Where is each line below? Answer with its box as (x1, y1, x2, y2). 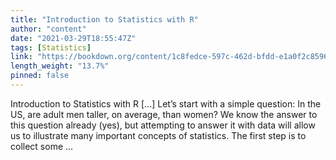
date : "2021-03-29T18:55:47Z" (10, 33, 137, 43)
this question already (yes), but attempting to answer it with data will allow (10, 119, 316, 131)
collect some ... (10, 140, 74, 152)
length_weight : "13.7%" (10, 61, 110, 71)
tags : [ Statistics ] (10, 42, 92, 53)
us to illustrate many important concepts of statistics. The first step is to (10, 129, 307, 141)
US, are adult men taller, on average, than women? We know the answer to (10, 108, 318, 120)
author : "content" (10, 24, 87, 34)
